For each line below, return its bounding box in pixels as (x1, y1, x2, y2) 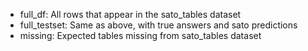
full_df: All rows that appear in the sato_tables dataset (19, 9, 242, 20)
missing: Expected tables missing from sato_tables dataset (19, 30, 262, 41)
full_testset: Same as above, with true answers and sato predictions (19, 19, 298, 31)
